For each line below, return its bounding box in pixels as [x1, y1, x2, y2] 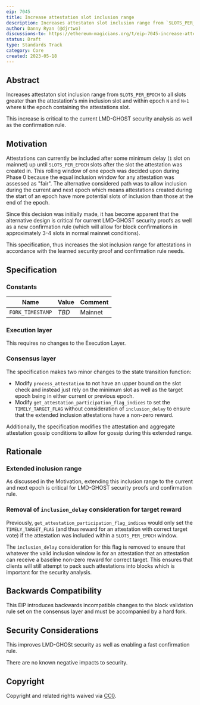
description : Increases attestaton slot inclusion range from [6, 20, 164, 26]
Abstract [6, 75, 40, 85]
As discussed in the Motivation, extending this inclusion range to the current [6, 478, 193, 485]
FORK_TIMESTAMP [9, 308, 52, 316]
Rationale [6, 446, 42, 456]
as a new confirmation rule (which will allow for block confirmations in [6, 223, 178, 230]
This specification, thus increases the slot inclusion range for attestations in [6, 241, 192, 248]
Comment [80, 298, 109, 306]
